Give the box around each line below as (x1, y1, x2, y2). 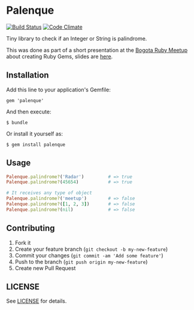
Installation (6, 70, 49, 81)
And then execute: (6, 108, 51, 115)
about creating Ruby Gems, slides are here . (6, 53, 113, 60)
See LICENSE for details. (6, 297, 67, 305)
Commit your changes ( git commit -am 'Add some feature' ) (14, 251, 163, 259)
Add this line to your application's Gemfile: (6, 86, 111, 93)
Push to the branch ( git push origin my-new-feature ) (14, 258, 148, 265)
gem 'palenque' (6, 97, 44, 103)
